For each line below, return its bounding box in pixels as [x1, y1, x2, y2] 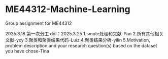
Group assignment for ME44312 [5, 20, 72, 26]
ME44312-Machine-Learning [5, 4, 130, 15]
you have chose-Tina [5, 48, 50, 54]
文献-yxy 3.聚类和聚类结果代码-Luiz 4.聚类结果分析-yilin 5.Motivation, [5, 37, 151, 43]
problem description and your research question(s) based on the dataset [5, 42, 157, 48]
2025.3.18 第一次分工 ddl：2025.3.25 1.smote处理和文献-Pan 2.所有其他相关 [5, 30, 164, 36]
